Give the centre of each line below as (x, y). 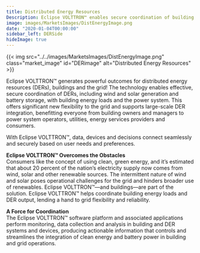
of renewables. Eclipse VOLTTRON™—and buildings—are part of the (90, 187)
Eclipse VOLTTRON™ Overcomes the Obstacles (66, 155)
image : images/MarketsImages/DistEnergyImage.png (69, 23)
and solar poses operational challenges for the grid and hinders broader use (100, 181)
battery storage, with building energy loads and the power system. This (94, 100)
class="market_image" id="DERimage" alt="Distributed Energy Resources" (99, 63)
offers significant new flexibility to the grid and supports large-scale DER (96, 106)
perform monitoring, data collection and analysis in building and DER (91, 224)
